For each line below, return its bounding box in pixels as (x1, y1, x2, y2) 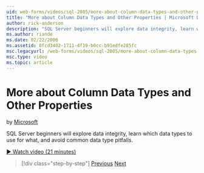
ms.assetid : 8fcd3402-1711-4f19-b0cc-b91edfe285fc (6, 43, 137, 49)
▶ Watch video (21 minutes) (6, 148, 76, 155)
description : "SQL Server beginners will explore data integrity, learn (6, 25, 194, 32)
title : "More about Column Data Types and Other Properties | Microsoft (6, 15, 194, 21)
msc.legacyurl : (6, 48, 45, 54)
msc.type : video (6, 54, 47, 60)
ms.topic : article (6, 59, 53, 65)
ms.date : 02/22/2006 (6, 37, 59, 43)
